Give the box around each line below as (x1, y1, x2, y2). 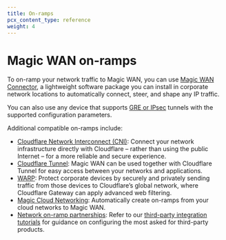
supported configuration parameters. (7, 111, 112, 119)
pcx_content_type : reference (7, 17, 91, 23)
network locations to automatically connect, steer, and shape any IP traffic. (7, 90, 220, 99)
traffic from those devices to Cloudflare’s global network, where (17, 181, 198, 190)
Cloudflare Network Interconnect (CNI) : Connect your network (17, 137, 194, 146)
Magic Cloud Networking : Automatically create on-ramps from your (17, 196, 209, 204)
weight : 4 (7, 23, 36, 30)
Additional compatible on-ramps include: (7, 124, 123, 132)
